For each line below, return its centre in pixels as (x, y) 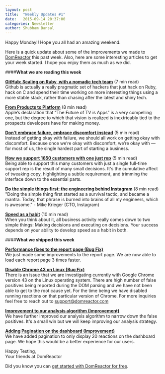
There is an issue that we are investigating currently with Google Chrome (80, 275)
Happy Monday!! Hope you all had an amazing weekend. (63, 42)
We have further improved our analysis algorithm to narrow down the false (81, 316)
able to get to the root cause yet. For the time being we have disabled (76, 291)
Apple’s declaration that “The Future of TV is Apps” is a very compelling (79, 113)
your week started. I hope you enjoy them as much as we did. (68, 63)
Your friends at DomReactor (34, 357)
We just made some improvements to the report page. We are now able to (81, 255)
